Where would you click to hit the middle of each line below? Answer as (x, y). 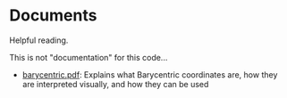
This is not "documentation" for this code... (89, 57)
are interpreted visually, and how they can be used (115, 84)
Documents (53, 16)
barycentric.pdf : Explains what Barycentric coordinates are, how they (150, 74)
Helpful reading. (39, 40)
